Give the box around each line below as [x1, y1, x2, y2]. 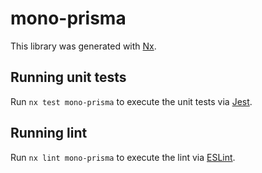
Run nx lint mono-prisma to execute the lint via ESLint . [10, 151, 236, 163]
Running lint [10, 125, 88, 142]
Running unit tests [10, 69, 127, 86]
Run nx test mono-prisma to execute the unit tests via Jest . [10, 95, 253, 107]
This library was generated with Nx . [10, 40, 157, 52]
